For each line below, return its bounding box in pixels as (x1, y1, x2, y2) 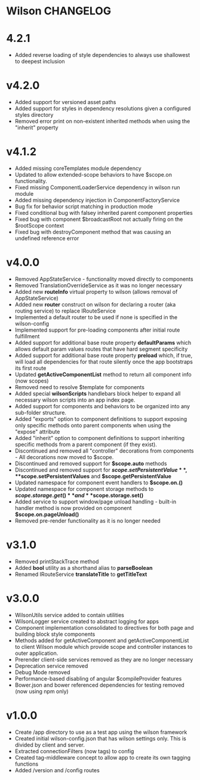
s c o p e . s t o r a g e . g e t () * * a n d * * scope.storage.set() (14, 491, 144, 499)
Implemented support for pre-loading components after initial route (14, 326, 180, 333)
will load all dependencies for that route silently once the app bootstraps (14, 358, 193, 365)
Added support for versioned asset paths (14, 99, 116, 106)
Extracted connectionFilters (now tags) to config (14, 747, 134, 755)
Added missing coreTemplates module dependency (14, 165, 141, 172)
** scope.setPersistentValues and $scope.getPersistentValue (14, 472, 172, 479)
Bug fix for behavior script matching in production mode (14, 203, 153, 210)
